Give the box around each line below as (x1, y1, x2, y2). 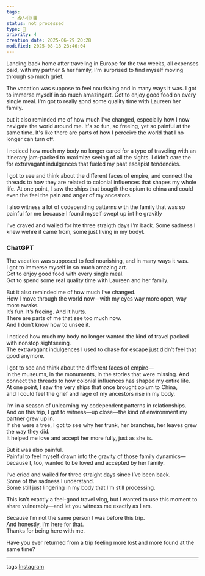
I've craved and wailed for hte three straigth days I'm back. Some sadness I (6, 221, 196, 229)
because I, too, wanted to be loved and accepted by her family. (6, 459, 165, 467)
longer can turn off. (6, 135, 55, 142)
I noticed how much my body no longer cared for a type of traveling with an (6, 147, 196, 155)
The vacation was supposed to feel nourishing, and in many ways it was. (6, 257, 189, 264)
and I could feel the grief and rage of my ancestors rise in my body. (6, 390, 176, 398)
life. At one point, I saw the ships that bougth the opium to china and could (6, 184, 193, 192)
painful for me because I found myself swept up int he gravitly (6, 210, 163, 217)
